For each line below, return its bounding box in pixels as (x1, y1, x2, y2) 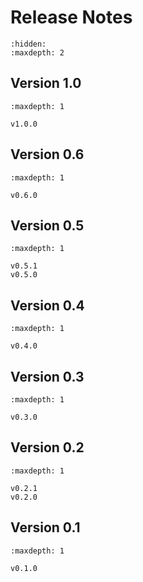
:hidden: (10, 39, 47, 49)
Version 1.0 (10, 75, 82, 92)
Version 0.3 (10, 368, 85, 385)
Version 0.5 (10, 217, 85, 234)
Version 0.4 (10, 297, 85, 314)
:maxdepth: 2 (10, 47, 65, 58)
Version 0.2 (10, 439, 85, 456)
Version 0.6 (10, 146, 85, 163)
